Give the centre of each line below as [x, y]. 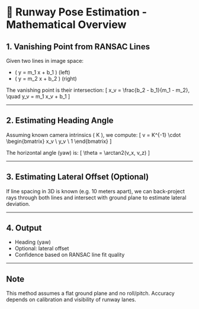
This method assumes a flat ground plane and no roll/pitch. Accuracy [90, 294]
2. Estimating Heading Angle [60, 121]
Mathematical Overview [66, 25]
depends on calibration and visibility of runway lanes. [71, 300]
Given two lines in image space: [45, 61]
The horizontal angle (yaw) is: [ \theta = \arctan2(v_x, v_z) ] [78, 152]
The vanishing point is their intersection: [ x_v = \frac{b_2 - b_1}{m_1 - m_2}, [98, 90]
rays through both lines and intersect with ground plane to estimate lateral [96, 197]
